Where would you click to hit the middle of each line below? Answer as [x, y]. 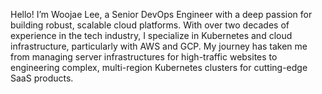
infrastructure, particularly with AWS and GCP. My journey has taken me [159, 46]
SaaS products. [42, 78]
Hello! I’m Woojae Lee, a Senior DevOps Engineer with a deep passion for [161, 14]
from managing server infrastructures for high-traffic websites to [144, 57]
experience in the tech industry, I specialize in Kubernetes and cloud [151, 35]
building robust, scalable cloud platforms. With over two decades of [150, 25]
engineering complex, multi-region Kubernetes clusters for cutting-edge [159, 67]
